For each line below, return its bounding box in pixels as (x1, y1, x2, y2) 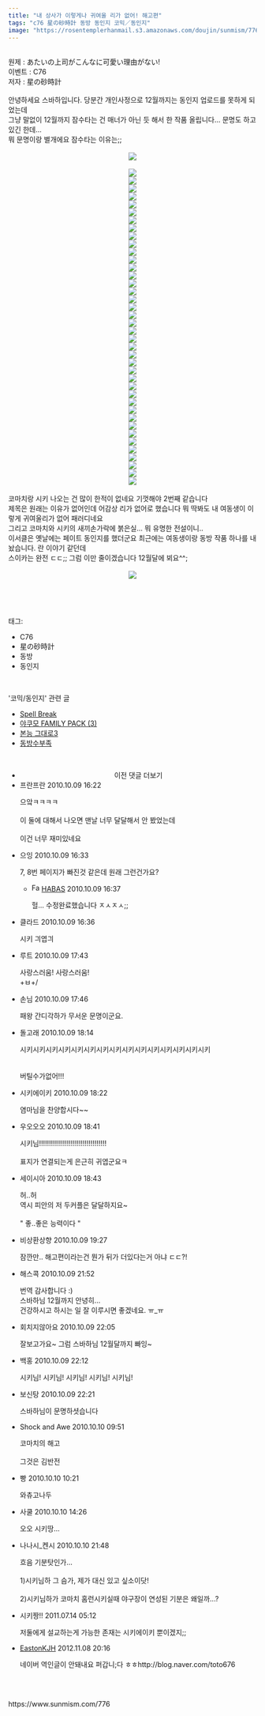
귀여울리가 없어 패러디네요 (22, 514, 104, 523)
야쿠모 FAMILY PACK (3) (19, 718, 97, 728)
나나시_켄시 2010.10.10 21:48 (19, 1541, 110, 1550)
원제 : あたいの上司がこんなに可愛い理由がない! (8, 57, 160, 67)
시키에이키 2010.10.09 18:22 (19, 1088, 108, 1098)
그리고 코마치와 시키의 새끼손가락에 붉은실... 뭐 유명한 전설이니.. (8, 523, 203, 534)
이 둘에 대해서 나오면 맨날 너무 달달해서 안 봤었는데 (19, 816, 176, 825)
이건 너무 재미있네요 (19, 834, 81, 843)
